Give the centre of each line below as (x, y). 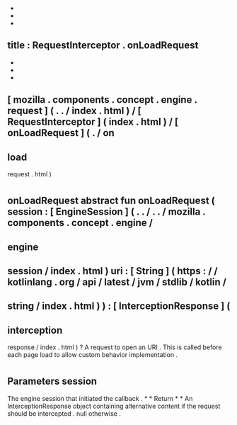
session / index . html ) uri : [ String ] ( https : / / (112, 271)
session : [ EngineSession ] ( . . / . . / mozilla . (106, 212)
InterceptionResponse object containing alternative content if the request (114, 406)
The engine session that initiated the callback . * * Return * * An (100, 398)
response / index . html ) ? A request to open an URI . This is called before (115, 347)
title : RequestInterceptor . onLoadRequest (103, 46)
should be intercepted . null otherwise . (64, 413)
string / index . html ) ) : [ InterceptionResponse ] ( (119, 306)
